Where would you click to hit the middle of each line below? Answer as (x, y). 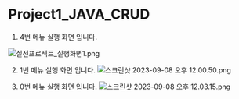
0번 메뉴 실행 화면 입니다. (58, 87)
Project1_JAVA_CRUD (79, 14)
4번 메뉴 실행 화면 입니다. (58, 37)
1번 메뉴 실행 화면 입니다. (58, 70)
